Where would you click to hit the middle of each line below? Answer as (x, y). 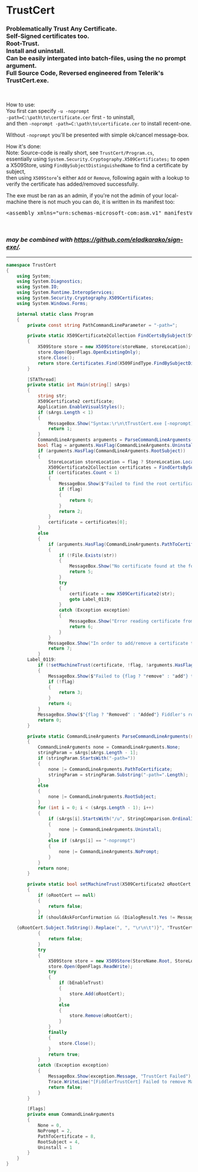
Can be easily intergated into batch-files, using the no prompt (96, 59)
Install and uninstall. (36, 51)
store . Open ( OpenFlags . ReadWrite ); (90, 966)
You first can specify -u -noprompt (48, 111)
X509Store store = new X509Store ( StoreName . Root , (110, 961)
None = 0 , (49, 1126)
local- (171, 196)
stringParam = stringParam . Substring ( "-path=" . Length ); (118, 775)
